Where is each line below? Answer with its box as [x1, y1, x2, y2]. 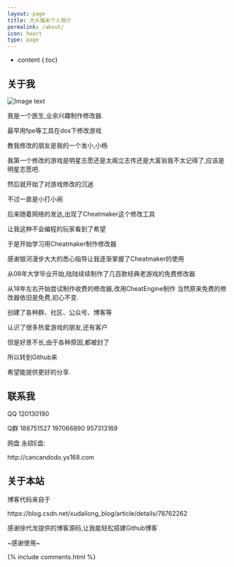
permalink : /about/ [7, 23, 65, 30]
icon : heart [7, 30, 42, 37]
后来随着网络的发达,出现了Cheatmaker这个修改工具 [7, 209, 156, 218]
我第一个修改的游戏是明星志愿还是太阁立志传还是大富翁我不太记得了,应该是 [7, 156, 225, 164]
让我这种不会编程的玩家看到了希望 [7, 224, 106, 233]
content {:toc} [17, 56, 58, 64]
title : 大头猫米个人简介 [7, 17, 72, 24]
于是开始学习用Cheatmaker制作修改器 [7, 240, 117, 248]
